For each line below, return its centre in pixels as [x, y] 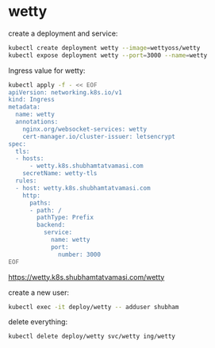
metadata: [25, 107]
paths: [40, 203]
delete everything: [38, 322]
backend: [51, 225]
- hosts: [30, 159]
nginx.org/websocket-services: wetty [85, 129]
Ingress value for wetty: [47, 71]
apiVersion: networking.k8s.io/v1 [65, 92]
